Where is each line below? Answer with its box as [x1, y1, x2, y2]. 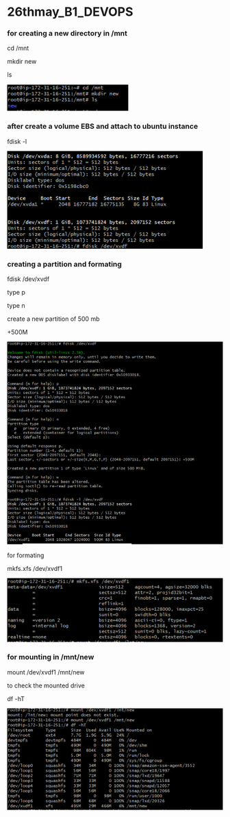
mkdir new [7, 58, 37, 66]
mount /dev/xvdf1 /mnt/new [7, 668, 85, 676]
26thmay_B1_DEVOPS [7, 4, 133, 20]
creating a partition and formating [7, 259, 122, 269]
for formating [7, 551, 44, 559]
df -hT [7, 694, 25, 703]
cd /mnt [7, 44, 29, 52]
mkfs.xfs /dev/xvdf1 [7, 564, 63, 572]
